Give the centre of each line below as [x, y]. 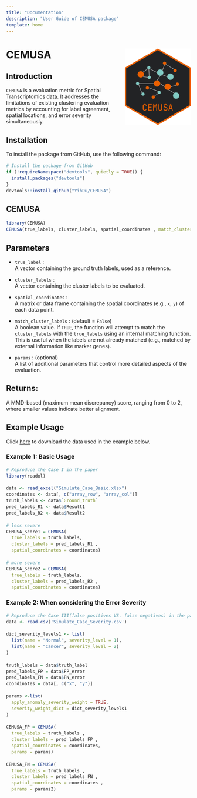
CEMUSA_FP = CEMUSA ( [31, 727]
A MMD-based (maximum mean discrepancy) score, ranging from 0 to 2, [94, 402]
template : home [25, 25]
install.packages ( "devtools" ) [48, 178]
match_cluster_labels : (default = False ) [63, 321]
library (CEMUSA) [26, 223]
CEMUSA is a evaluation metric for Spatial [53, 91]
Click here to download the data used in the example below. [78, 442]
